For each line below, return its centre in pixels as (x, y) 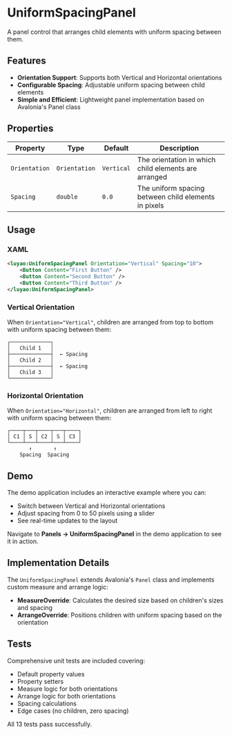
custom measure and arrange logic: (58, 587)
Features (27, 61)
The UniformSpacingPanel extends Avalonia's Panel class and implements (111, 579)
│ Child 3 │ (30, 372)
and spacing (35, 607)
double (67, 197)
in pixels (151, 205)
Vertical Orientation (41, 307)
